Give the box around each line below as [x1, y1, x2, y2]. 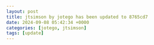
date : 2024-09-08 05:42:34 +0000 [6, 19, 90, 25]
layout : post [6, 8, 39, 15]
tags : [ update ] [6, 30, 44, 36]
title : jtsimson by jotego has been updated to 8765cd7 [6, 14, 148, 20]
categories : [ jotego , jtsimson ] [6, 25, 87, 31]
